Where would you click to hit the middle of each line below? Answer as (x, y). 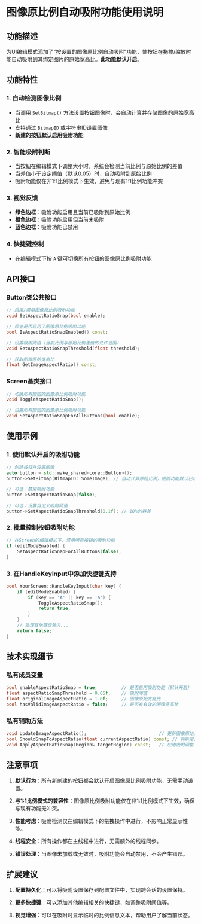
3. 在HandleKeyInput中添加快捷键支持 (61, 574)
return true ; (54, 609)
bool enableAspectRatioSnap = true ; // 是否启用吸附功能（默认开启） (99, 688)
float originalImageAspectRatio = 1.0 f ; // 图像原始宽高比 (83, 699)
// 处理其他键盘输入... (43, 626)
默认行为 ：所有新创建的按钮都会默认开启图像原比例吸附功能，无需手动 (101, 780)
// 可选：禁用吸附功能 (31, 489)
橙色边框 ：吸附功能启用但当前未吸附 (60, 219)
